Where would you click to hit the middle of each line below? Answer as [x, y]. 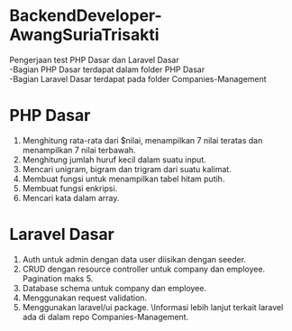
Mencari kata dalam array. [71, 198]
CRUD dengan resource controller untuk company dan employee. [144, 269]
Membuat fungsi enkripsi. [70, 188]
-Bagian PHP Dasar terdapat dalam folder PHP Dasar [107, 69]
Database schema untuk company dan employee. [114, 288]
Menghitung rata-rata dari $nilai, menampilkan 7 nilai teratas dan [142, 140]
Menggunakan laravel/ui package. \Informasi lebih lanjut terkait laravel [153, 307]
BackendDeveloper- [86, 16]
